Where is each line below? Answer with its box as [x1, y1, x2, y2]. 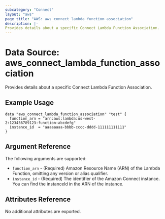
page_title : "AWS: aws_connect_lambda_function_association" [5, 16, 133, 21]
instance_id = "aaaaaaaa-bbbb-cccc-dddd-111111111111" [9, 125, 127, 130]
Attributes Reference [5, 195, 71, 204]
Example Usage [5, 98, 54, 107]
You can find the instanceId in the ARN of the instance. [12, 181, 124, 187]
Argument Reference [5, 142, 71, 151]
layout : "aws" [5, 12, 34, 17]
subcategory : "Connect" [5, 7, 54, 12]
